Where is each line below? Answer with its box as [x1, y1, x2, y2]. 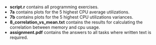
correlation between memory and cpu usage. [9, 24, 101, 30]
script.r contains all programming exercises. [9, 4, 99, 10]
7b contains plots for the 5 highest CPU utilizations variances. [9, 14, 134, 20]
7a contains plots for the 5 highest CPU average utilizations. [9, 9, 130, 15]
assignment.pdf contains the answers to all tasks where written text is [9, 30, 152, 35]
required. [9, 34, 28, 40]
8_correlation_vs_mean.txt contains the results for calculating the [9, 19, 143, 25]
